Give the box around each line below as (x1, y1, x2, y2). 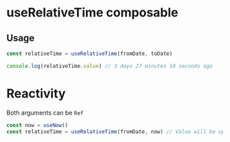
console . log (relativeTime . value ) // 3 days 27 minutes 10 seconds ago (6, 62, 213, 69)
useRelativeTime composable (6, 5, 179, 21)
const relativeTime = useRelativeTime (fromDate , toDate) (6, 50, 173, 57)
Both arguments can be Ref (6, 108, 84, 117)
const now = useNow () (6, 121, 69, 128)
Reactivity (6, 86, 66, 101)
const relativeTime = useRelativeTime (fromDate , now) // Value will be (6, 128, 216, 135)
